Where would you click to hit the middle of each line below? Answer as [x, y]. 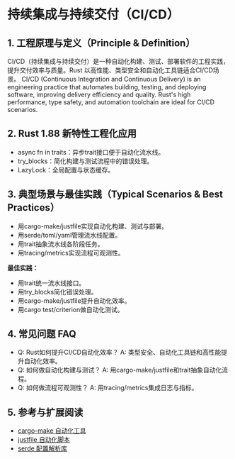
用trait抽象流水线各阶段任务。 [61, 244]
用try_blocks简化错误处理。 [57, 292]
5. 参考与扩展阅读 [45, 412]
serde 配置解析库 [42, 448]
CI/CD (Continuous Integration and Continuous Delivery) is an [111, 79]
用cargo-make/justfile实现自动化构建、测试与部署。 [93, 226]
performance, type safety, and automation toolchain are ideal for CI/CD [111, 102]
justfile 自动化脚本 [44, 440]
